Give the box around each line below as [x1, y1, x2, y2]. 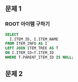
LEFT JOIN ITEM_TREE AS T [5, 46, 58, 51]
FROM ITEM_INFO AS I [5, 41, 48, 46]
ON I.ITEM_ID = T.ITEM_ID [5, 51, 54, 55]
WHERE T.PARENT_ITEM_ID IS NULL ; [5, 55, 74, 60]
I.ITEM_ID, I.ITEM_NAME [9, 36, 58, 42]
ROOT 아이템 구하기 [5, 21, 50, 27]
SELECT [5, 32, 19, 37]
